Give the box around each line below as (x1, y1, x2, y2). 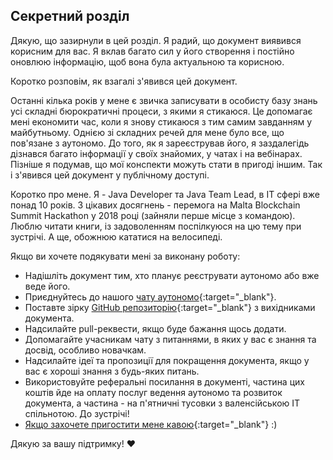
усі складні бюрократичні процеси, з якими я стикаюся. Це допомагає (10, 105, 313, 117)
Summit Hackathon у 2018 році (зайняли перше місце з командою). (10, 209, 296, 221)
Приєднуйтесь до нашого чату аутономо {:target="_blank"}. (24, 290, 277, 303)
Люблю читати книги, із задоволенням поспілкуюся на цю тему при (10, 220, 302, 232)
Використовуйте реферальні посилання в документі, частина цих (24, 375, 305, 388)
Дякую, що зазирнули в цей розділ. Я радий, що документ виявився (10, 34, 302, 46)
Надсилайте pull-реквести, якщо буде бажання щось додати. (24, 322, 287, 334)
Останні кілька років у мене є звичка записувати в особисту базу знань (10, 94, 318, 106)
